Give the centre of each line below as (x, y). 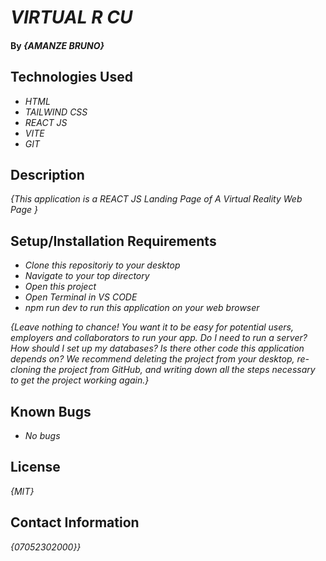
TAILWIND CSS (56, 112)
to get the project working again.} (80, 380)
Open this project (60, 287)
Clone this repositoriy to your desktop (102, 265)
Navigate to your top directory (87, 276)
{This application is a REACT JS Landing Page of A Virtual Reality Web (156, 199)
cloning (26, 370)
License (35, 467)
